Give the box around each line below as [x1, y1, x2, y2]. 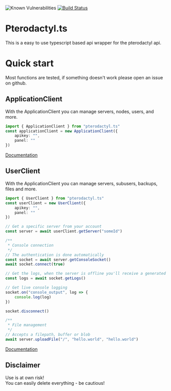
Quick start [5, 58, 54, 69]
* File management [7, 322, 47, 328]
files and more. [5, 186, 37, 192]
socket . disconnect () [5, 309, 50, 314]
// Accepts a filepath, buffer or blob [5, 332, 91, 337]
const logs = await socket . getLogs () [5, 276, 86, 281]
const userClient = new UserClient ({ [5, 200, 86, 206]
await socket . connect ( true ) [5, 262, 66, 267]
